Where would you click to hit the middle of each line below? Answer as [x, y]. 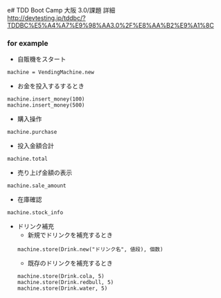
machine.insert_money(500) [46, 105]
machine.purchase [32, 132]
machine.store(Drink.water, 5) [62, 289]
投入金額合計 [35, 146]
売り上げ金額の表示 [45, 173]
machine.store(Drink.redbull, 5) [65, 283]
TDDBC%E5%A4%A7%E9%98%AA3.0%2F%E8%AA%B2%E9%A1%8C [111, 25]
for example [28, 43]
